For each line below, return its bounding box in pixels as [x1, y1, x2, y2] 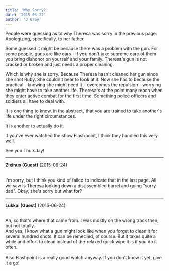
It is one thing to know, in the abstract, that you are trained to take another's [5, 108, 162, 114]
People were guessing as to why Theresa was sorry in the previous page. [5, 31, 157, 37]
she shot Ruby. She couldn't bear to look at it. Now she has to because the [5, 76, 160, 83]
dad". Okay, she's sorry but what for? [5, 188, 82, 194]
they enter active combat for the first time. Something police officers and [5, 93, 156, 99]
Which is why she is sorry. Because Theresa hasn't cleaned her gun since [5, 71, 158, 77]
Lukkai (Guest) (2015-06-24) [5, 202, 66, 209]
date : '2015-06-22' [5, 12, 46, 17]
